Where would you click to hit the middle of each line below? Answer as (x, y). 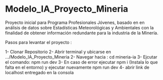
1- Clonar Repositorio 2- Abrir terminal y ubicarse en (58, 52)
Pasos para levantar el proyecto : (39, 42)
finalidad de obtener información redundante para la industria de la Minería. (82, 33)
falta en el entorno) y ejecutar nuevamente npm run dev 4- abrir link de (77, 67)
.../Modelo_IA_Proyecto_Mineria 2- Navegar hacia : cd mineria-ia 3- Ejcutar (81, 57)
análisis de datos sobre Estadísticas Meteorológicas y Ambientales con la (80, 27)
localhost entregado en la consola (39, 72)
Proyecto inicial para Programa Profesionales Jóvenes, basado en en (75, 22)
